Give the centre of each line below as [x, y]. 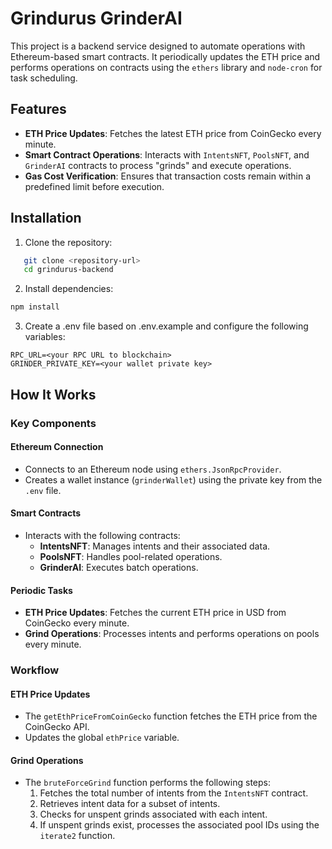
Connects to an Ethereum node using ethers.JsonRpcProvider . [153, 469]
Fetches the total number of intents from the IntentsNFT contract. [174, 793]
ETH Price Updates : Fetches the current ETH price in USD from [155, 613]
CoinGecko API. [57, 727]
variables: [45, 337]
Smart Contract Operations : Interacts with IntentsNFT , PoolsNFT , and [167, 154]
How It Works [53, 394]
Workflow [35, 670]
